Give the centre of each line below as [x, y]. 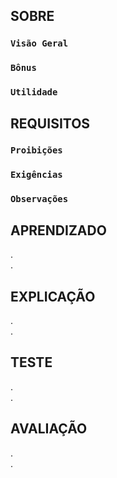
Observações [39, 199]
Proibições [36, 150]
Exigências [36, 175]
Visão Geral [39, 43]
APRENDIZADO [58, 230]
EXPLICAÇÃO [53, 296]
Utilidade [34, 92]
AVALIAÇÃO [49, 429]
